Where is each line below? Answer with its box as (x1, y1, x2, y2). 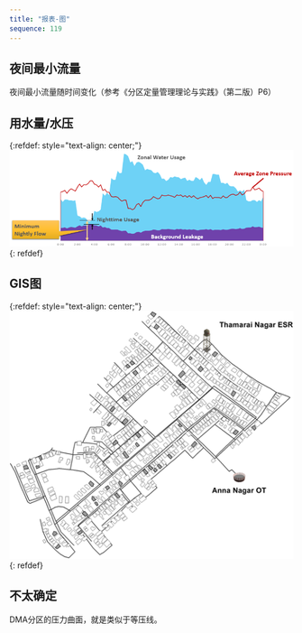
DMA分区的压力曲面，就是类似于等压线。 (9, 614, 162, 625)
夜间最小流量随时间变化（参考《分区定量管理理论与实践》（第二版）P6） (9, 87, 277, 98)
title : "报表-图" (9, 14, 70, 23)
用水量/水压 (9, 116, 74, 131)
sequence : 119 (9, 23, 63, 33)
